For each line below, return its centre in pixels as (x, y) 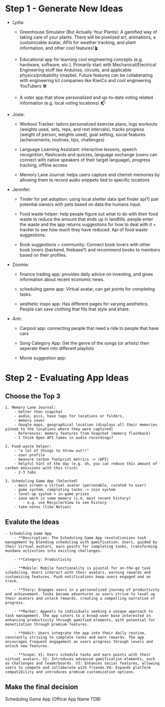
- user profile (30, 455)
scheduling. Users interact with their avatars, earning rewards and (78, 572)
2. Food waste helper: (28, 446)
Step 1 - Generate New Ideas (64, 9)
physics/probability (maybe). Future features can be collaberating (86, 75)
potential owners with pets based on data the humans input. (80, 204)
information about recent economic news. (62, 279)
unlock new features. (27, 646)
